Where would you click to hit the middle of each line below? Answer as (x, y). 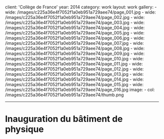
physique (24, 130)
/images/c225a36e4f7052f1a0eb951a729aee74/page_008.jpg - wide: (75, 48)
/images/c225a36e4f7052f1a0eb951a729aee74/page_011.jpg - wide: (74, 64)
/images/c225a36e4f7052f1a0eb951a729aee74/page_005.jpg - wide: (75, 33)
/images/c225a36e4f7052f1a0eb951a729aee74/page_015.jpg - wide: (74, 84)
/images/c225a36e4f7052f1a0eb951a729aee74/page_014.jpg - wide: (74, 79)
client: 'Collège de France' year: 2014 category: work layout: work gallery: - (81, 7)
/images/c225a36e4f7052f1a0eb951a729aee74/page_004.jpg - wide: (75, 28)
